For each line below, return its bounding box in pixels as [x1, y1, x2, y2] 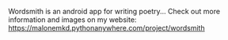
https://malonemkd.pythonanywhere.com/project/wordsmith [8, 24, 205, 32]
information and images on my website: [8, 15, 137, 24]
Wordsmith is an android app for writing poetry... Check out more [8, 7, 220, 16]
